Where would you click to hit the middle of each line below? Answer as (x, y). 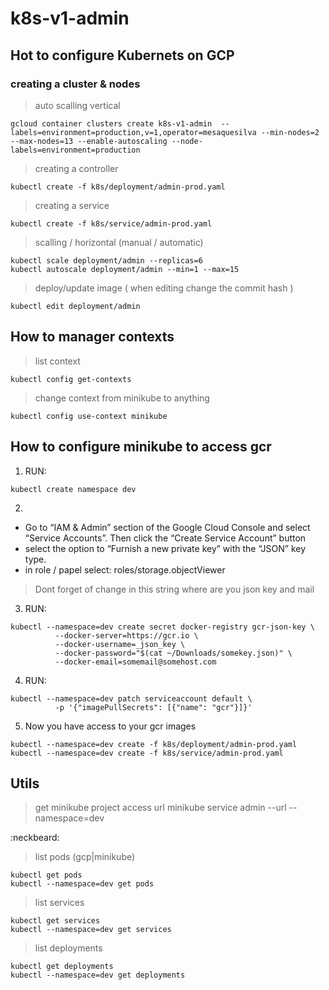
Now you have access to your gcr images (110, 726)
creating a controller (76, 168)
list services (59, 903)
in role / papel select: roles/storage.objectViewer (125, 569)
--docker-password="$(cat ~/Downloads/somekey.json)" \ (173, 653)
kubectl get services (55, 921)
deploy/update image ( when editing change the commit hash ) (164, 288)
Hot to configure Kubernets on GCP (122, 55)
